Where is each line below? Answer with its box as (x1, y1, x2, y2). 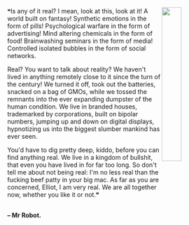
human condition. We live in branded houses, (7, 102, 138, 111)
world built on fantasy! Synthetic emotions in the (7, 15, 147, 23)
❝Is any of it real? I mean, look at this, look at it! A (7, 7, 148, 15)
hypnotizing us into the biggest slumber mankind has (7, 125, 160, 133)
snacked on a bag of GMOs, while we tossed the (7, 88, 147, 96)
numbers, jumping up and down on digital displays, (7, 117, 155, 126)
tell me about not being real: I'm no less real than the (7, 168, 159, 177)
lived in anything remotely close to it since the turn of (7, 73, 161, 81)
